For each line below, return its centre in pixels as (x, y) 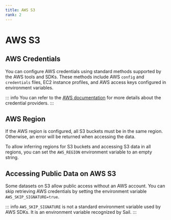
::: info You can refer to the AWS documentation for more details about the (83, 97)
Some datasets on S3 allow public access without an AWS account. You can (85, 186)
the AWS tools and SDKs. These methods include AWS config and (75, 77)
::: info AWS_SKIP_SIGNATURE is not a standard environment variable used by (83, 207)
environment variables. (29, 87)
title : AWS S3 (20, 10)
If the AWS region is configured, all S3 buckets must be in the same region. (84, 131)
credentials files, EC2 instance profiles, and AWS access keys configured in (86, 82)
